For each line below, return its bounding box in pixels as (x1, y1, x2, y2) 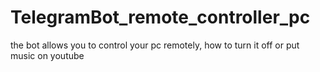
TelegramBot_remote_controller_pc (10, 6, 311, 29)
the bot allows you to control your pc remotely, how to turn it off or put (10, 39, 300, 51)
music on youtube (10, 49, 85, 61)
